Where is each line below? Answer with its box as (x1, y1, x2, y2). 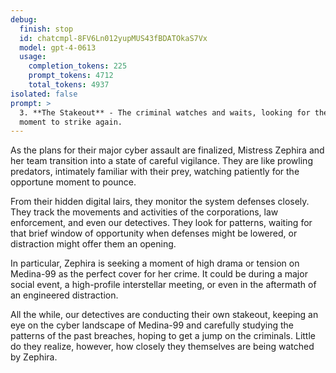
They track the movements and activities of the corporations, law (10, 206, 279, 218)
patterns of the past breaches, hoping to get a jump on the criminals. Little (10, 330, 316, 342)
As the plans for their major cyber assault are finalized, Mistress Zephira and (10, 144, 325, 156)
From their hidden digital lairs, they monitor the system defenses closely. (10, 196, 310, 208)
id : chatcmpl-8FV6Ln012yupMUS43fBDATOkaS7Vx (19, 33, 208, 43)
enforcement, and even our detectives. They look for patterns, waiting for (10, 217, 313, 229)
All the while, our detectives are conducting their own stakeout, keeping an (10, 309, 319, 321)
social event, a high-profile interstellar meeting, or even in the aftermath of (10, 279, 317, 291)
